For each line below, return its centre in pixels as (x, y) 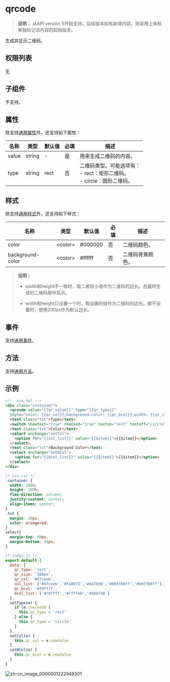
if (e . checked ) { (33, 607)
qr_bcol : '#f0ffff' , (36, 589)
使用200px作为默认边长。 (65, 310)
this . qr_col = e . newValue (42, 640)
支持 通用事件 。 (21, 340)
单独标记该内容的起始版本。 (47, 30)
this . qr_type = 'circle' (45, 622)
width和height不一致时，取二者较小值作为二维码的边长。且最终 (91, 286)
